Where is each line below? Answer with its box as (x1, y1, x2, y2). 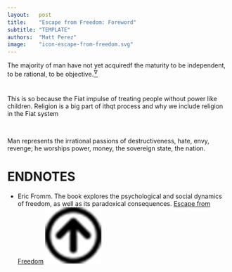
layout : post (7, 11, 52, 18)
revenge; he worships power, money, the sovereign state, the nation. (7, 144, 206, 153)
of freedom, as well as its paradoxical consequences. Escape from (17, 199, 211, 207)
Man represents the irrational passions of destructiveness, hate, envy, (7, 136, 210, 145)
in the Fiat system (7, 109, 59, 117)
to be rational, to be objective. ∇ (7, 69, 98, 78)
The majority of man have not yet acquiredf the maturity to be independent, (7, 61, 226, 70)
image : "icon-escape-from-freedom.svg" (7, 41, 134, 48)
